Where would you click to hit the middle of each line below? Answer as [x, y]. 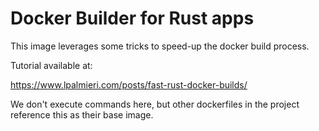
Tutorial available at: [51, 65]
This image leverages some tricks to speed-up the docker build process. [160, 46]
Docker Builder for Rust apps [132, 18]
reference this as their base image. [82, 114]
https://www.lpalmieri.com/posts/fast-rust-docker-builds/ [129, 84]
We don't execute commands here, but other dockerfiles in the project [155, 104]
